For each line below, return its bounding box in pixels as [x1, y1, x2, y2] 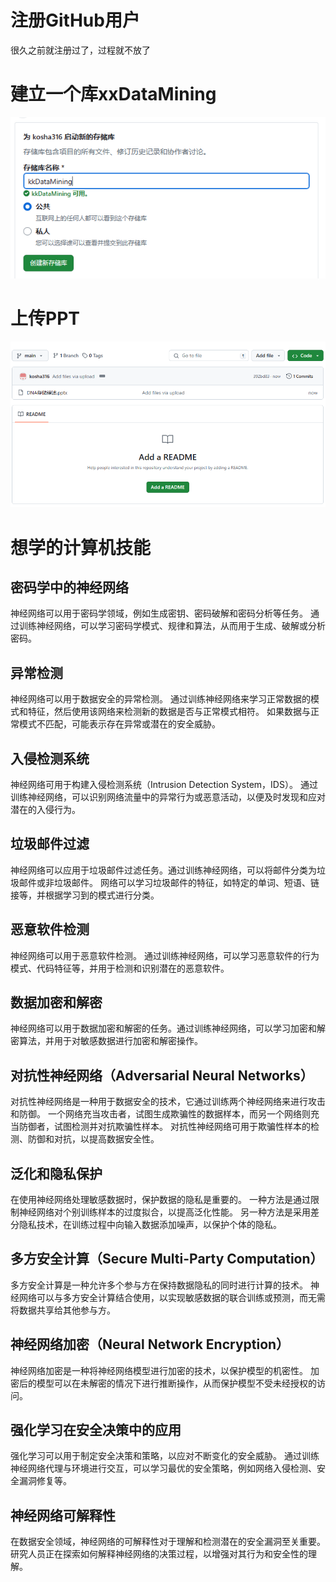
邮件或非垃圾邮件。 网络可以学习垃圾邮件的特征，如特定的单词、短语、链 [18, 876, 320, 888]
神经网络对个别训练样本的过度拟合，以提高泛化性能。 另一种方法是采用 [18, 1206, 311, 1218]
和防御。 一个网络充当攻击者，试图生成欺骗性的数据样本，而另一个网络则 [10, 1108, 311, 1120]
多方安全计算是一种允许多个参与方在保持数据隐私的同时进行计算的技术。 [10, 1279, 308, 1291]
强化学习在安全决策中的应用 [10, 1422, 182, 1439]
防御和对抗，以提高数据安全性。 [27, 1133, 160, 1145]
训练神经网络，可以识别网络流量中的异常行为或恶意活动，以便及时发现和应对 [10, 791, 326, 803]
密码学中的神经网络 [10, 579, 129, 596]
